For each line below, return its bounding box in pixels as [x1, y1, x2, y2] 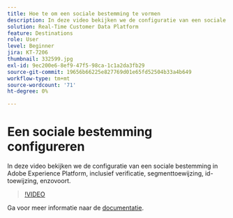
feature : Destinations [7, 29, 73, 37]
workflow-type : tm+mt [7, 75, 70, 82]
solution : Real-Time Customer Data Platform [7, 23, 139, 30]
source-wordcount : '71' [7, 81, 77, 88]
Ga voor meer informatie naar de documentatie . [7, 203, 144, 212]
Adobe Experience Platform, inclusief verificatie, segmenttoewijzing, [7, 169, 204, 178]
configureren [7, 139, 85, 155]
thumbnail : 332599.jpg [7, 56, 73, 63]
